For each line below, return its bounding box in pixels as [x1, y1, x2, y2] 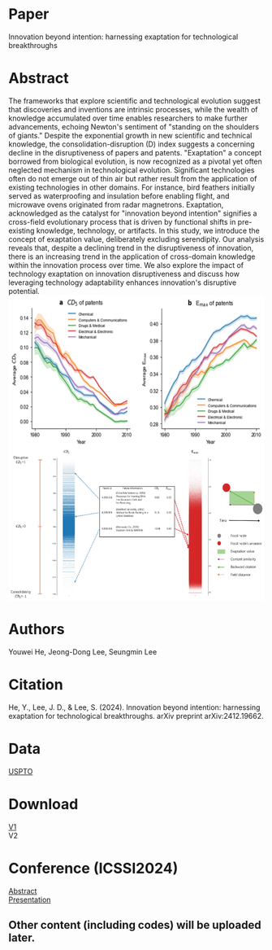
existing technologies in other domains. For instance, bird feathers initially [8, 182, 256, 192]
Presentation [8, 895, 51, 904]
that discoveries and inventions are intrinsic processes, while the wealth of [8, 104, 258, 114]
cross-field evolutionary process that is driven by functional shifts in [8, 217, 236, 226]
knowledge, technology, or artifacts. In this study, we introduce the [36, 225, 260, 235]
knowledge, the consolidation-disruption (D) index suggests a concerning [8, 139, 255, 149]
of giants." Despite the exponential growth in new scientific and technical [8, 130, 253, 140]
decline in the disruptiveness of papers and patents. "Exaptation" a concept [8, 147, 262, 157]
